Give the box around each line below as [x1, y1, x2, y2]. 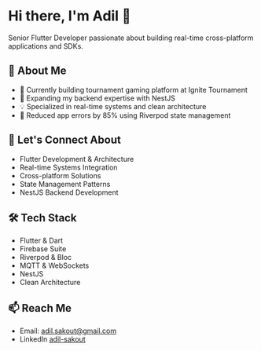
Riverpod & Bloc [19, 253, 72, 262]
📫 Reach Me [8, 302, 72, 315]
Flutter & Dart [19, 236, 64, 246]
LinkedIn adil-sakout [19, 335, 86, 344]
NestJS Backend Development [19, 188, 119, 197]
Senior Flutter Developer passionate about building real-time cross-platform [8, 33, 254, 42]
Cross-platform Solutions [19, 170, 101, 180]
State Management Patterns [19, 179, 111, 188]
